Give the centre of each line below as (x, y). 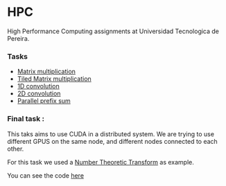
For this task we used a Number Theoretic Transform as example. (101, 162)
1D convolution (38, 86)
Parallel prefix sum (44, 101)
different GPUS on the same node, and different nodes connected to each (113, 141)
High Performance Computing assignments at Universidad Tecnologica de (113, 31)
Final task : (26, 119)
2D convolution (39, 93)
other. (16, 149)
